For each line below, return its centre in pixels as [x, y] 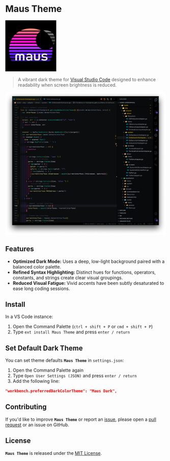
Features [20, 249]
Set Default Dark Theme [44, 348]
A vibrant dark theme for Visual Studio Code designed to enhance [87, 79]
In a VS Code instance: [29, 317]
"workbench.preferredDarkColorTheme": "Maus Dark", [61, 391]
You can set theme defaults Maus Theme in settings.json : [65, 360]
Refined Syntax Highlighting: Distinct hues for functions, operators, [84, 272]
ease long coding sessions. [41, 288]
